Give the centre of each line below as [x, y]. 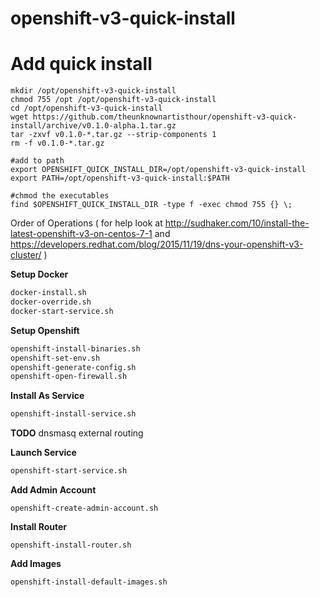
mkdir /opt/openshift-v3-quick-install [93, 91]
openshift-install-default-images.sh [89, 582]
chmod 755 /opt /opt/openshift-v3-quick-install [113, 100]
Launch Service [43, 453]
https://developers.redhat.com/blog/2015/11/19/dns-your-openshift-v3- [157, 244]
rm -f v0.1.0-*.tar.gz [57, 143]
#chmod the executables [60, 196]
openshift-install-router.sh [71, 545]
